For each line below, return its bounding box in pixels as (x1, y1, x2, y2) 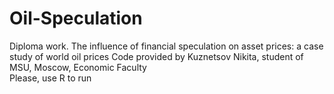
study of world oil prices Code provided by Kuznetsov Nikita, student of (9, 50, 304, 62)
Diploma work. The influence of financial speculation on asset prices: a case (9, 40, 324, 52)
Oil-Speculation (9, 7, 143, 30)
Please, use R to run (9, 72, 92, 84)
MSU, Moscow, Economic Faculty (9, 61, 147, 73)
